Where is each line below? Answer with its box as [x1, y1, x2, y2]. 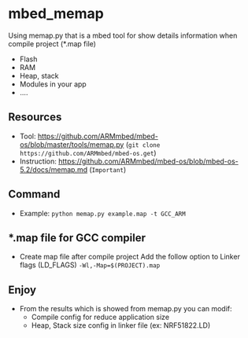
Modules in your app [19, 79, 87, 89]
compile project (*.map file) [8, 39, 97, 48]
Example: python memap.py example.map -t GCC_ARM [19, 208, 187, 218]
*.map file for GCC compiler [8, 231, 146, 244]
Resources [8, 111, 62, 124]
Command [8, 188, 61, 201]
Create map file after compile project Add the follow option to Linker [19, 252, 240, 262]
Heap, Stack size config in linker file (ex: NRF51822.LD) [31, 321, 211, 330]
